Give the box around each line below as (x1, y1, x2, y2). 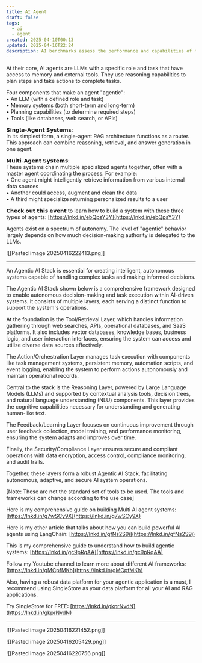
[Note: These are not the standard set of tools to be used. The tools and (6, 488, 185, 495)
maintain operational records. (6, 372, 79, 379)
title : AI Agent (6, 8, 47, 15)
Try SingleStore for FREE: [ (6, 602, 72, 609)
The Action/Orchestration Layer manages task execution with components (6, 353, 191, 360)
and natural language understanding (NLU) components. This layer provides (6, 396, 195, 404)
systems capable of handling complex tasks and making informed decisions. (6, 273, 196, 280)
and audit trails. (6, 458, 45, 465)
